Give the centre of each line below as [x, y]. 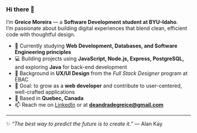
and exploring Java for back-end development [71, 67]
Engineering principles [43, 52]
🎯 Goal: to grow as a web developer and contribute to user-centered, [98, 86]
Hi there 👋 [21, 9]
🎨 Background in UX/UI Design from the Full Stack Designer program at [101, 73]
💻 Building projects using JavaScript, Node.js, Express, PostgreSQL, [99, 59]
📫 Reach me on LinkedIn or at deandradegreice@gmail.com [89, 105]
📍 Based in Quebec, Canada [49, 98]
